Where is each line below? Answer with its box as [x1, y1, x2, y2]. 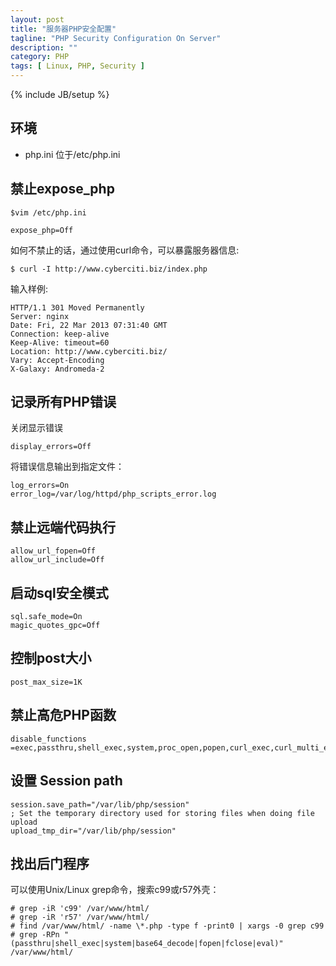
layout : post [10, 14, 65, 25]
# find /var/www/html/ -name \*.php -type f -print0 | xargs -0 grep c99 [10, 921, 325, 931]
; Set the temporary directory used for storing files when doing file [10, 808, 315, 818]
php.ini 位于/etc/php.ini [24, 148, 121, 160]
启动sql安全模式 [10, 584, 109, 601]
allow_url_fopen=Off [10, 546, 97, 556]
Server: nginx [10, 311, 70, 321]
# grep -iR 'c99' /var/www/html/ [10, 904, 150, 914]
